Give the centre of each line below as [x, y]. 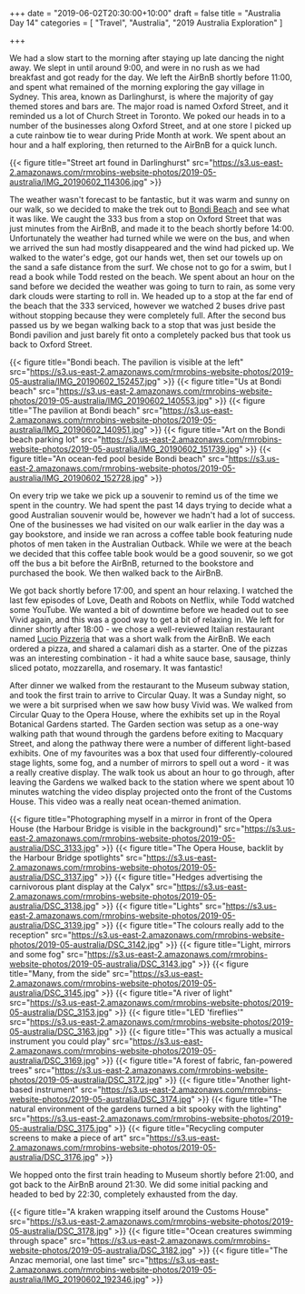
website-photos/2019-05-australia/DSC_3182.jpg [101, 1250]
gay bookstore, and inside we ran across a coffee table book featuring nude [151, 534]
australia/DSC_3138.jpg [53, 906]
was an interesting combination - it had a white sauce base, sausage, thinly [150, 658]
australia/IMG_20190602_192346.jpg [78, 1279]
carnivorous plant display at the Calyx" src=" [93, 887]
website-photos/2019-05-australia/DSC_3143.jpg [101, 964]
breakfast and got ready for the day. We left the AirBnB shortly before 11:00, [151, 77]
